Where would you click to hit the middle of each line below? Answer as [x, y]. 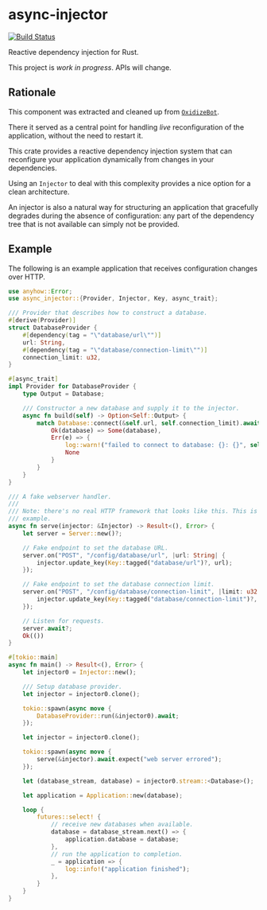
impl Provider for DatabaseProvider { [72, 387]
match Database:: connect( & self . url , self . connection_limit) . [140, 423]
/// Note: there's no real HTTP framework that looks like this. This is [133, 511]
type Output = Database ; [64, 394]
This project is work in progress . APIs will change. [90, 67]
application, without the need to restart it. [76, 135]
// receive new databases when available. [122, 825]
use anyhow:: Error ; [41, 291]
